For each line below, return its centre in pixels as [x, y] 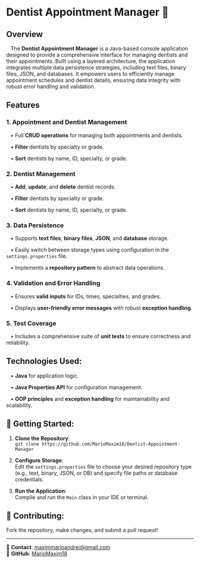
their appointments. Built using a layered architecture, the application [91, 61]
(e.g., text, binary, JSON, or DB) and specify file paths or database [96, 473]
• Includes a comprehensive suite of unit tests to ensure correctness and [101, 336]
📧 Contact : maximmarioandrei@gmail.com [58, 547]
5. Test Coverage [31, 323]
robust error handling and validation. [51, 86]
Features [23, 105]
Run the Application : [40, 491]
